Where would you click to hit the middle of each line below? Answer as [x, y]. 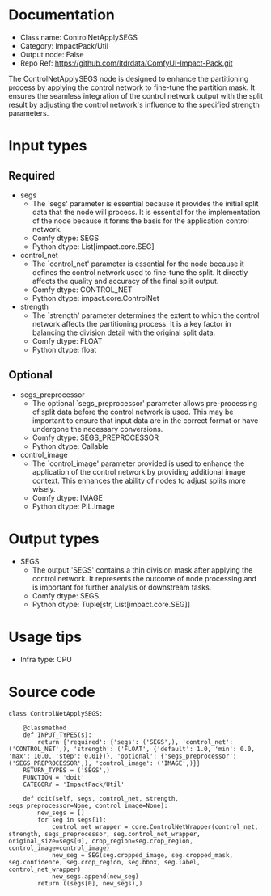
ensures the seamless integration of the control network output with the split [136, 95]
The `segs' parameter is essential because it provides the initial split [145, 203]
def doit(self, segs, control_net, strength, [101, 798]
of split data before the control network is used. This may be [133, 412]
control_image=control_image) [59, 848]
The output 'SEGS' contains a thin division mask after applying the [142, 570]
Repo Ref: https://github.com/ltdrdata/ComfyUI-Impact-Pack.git [126, 63]
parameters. [29, 113]
